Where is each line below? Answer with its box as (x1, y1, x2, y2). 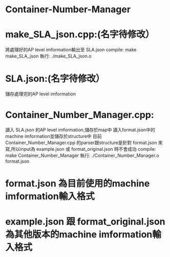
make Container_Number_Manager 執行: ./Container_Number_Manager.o (5, 152, 160, 159)
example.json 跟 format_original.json (5, 216, 165, 228)
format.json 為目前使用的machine (5, 178, 150, 189)
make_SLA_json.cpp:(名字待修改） (5, 29, 155, 41)
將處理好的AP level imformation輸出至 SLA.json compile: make (5, 47, 137, 53)
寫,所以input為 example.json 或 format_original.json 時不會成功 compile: (5, 146, 156, 152)
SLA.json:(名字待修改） (5, 73, 105, 85)
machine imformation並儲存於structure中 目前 (5, 133, 102, 139)
